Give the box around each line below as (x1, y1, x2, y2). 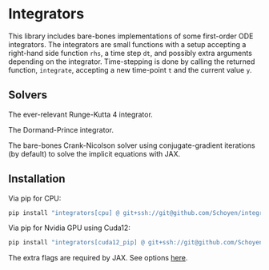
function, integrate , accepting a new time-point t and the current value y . (8, 65, 252, 74)
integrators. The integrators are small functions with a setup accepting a (8, 39, 247, 49)
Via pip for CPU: (8, 193, 62, 203)
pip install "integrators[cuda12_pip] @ (8, 239, 146, 247)
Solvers (8, 89, 48, 102)
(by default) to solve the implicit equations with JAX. (8, 149, 181, 158)
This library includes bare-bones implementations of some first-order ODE (8, 31, 254, 41)
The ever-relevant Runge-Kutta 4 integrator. (8, 109, 154, 119)
